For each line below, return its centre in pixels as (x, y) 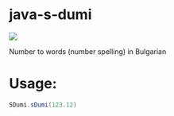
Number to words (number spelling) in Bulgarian (88, 51)
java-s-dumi (50, 15)
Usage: (33, 84)
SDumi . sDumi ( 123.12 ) (43, 105)
